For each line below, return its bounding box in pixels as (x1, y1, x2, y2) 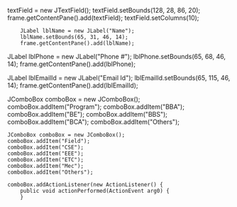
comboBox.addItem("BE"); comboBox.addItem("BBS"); (7, 110, 168, 118)
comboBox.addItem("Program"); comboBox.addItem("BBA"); (7, 102, 184, 111)
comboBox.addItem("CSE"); (7, 144, 84, 151)
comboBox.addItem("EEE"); (7, 150, 84, 157)
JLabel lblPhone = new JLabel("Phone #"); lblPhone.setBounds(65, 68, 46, (7, 53, 226, 60)
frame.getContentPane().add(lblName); (20, 40, 135, 47)
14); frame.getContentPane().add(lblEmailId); (7, 81, 138, 90)
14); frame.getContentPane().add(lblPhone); (7, 60, 136, 68)
